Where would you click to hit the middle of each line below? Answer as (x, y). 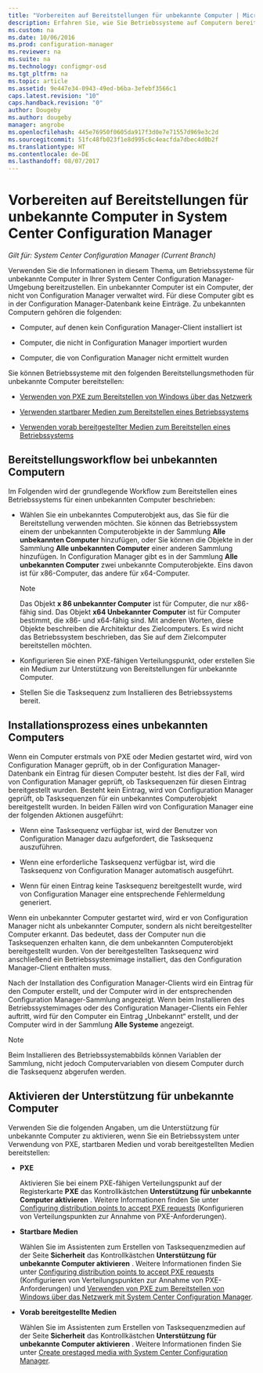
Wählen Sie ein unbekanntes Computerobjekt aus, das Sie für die (124, 514)
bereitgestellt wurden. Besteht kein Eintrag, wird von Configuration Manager (131, 790)
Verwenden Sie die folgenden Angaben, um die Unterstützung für (113, 1127)
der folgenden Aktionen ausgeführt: (66, 815)
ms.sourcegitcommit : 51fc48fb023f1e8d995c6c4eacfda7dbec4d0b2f (113, 139)
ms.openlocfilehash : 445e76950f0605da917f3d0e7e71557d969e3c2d (113, 132)
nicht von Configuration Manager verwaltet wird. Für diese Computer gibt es (131, 296)
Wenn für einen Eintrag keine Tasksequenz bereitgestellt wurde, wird (131, 886)
